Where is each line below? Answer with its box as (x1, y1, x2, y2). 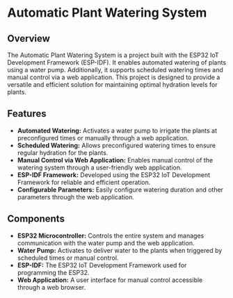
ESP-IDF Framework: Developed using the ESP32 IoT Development (17, 170, 211, 179)
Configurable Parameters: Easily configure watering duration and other (17, 185, 224, 194)
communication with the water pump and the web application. (17, 238, 195, 247)
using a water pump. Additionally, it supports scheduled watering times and (7, 66, 224, 74)
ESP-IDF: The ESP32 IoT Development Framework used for (17, 260, 187, 269)
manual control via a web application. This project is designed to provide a (7, 73, 220, 81)
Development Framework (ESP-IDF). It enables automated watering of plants (7, 58, 227, 67)
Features (7, 108, 47, 119)
